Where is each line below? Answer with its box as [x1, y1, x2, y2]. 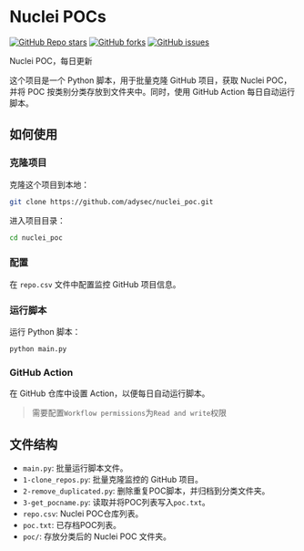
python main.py [9, 344, 67, 353]
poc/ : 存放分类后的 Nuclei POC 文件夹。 [22, 531, 171, 542]
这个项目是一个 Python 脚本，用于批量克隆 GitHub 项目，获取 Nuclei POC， [9, 75, 292, 86]
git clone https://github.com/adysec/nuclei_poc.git [9, 197, 214, 206]
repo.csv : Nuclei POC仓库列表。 [22, 508, 144, 519]
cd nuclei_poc [9, 233, 64, 243]
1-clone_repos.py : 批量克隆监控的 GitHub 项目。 [22, 473, 203, 484]
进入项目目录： [9, 214, 66, 225]
